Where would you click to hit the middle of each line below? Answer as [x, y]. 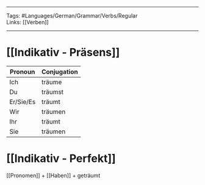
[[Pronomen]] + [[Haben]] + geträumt [53, 175]
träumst [53, 92]
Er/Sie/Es [23, 102]
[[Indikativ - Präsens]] [63, 53]
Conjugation [60, 72]
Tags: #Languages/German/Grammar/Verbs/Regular [72, 16]
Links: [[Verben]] [27, 22]
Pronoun [23, 72]
